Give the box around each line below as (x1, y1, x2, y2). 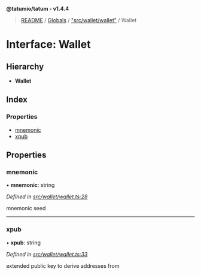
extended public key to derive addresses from (6, 262, 120, 269)
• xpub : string (6, 239, 41, 246)
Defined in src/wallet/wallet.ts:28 (6, 193, 88, 200)
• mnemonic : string (6, 182, 55, 189)
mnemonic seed (6, 205, 46, 212)
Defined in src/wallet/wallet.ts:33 (6, 250, 88, 258)
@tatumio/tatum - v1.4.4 (6, 5, 69, 12)
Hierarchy (6, 61, 44, 71)
